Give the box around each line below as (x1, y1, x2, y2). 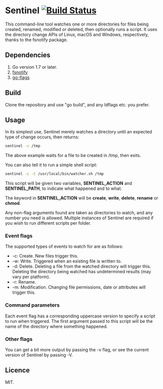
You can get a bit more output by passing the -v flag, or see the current (5, 347, 149, 353)
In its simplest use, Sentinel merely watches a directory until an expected (5, 129, 152, 135)
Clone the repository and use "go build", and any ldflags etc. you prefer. (5, 102, 150, 107)
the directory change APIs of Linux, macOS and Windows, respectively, (5, 31, 149, 37)
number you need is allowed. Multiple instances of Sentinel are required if (5, 215, 154, 221)
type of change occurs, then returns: (5, 134, 79, 140)
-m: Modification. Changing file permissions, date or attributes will (12, 285, 146, 290)
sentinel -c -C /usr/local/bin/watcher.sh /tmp (5, 172, 104, 177)
